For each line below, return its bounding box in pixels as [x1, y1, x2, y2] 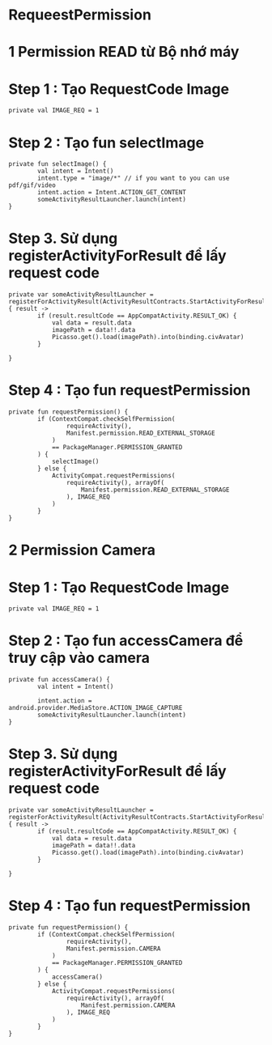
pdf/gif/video [8, 181, 57, 189]
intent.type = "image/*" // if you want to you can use [37, 174, 230, 183]
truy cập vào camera [8, 649, 150, 667]
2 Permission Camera [8, 541, 156, 559]
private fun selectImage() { [8, 160, 107, 168]
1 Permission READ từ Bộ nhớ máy [8, 43, 240, 62]
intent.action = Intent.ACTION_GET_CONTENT [37, 189, 186, 197]
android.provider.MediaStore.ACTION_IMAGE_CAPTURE [8, 704, 183, 712]
